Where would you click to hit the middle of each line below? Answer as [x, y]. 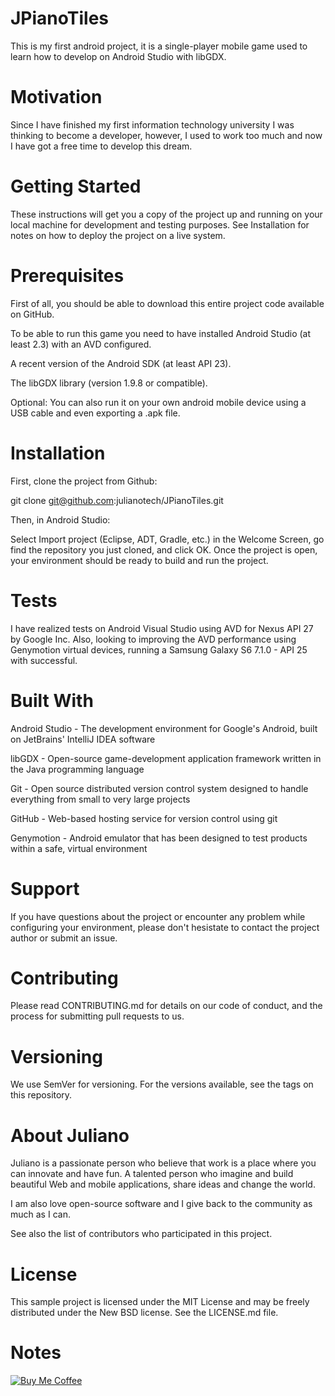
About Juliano [70, 1135]
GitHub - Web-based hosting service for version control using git [144, 818]
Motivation [56, 97]
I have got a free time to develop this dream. [101, 146]
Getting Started [76, 186]
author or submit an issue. [64, 938]
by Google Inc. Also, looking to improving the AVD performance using [153, 639]
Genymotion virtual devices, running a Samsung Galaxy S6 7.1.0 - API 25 [159, 649]
